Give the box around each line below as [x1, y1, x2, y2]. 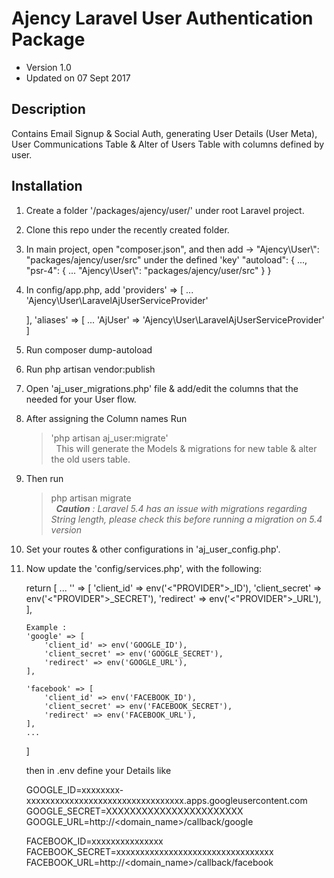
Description [11, 101, 86, 118]
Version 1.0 [25, 61, 72, 73]
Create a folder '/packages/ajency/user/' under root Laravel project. [25, 204, 305, 216]
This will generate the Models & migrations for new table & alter [55, 442, 318, 454]
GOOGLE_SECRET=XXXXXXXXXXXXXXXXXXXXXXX [25, 805, 244, 817]
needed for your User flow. [25, 393, 137, 405]
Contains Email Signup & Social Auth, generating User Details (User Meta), [11, 127, 318, 139]
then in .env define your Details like [25, 764, 172, 776]
